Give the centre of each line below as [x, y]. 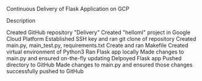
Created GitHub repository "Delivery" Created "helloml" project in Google [99, 32]
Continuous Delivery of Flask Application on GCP [68, 9]
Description [21, 20]
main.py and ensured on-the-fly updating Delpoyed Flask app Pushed [94, 58]
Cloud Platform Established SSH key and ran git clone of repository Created [101, 39]
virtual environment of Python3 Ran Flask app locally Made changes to [95, 52]
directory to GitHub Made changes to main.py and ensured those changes [99, 65]
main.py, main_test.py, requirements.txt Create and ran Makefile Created [97, 45]
